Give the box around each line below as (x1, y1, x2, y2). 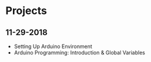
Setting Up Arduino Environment (14, 43, 92, 50)
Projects (5, 4, 48, 18)
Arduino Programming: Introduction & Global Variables (14, 49, 145, 56)
